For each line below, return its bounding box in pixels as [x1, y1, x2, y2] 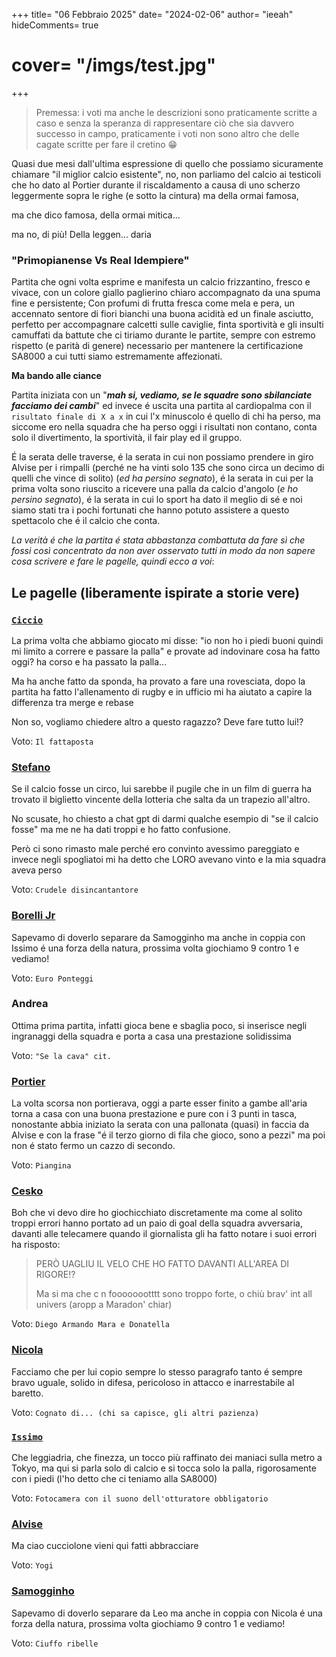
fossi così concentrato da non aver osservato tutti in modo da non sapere [11, 545, 316, 557]
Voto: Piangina [11, 1159, 72, 1171]
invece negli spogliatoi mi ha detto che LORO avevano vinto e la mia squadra [11, 854, 327, 866]
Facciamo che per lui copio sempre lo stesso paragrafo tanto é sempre [11, 1365, 303, 1378]
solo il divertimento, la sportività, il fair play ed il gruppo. [11, 432, 243, 444]
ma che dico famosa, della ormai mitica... [11, 209, 181, 221]
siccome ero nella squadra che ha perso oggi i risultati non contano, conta [11, 421, 318, 433]
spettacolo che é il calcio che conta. [11, 515, 161, 527]
